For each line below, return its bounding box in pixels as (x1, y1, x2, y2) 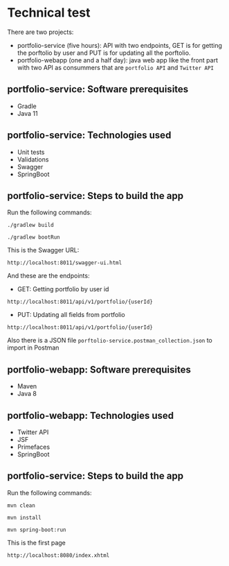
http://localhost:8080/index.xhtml (7, 551, 110, 559)
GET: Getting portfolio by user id (17, 285, 109, 293)
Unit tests (17, 148, 45, 156)
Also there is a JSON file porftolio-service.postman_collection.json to (7, 336, 212, 345)
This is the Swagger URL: (7, 246, 80, 255)
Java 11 (17, 109, 38, 117)
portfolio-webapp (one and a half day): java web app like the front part (17, 55, 218, 64)
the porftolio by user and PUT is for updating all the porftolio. (17, 49, 191, 57)
